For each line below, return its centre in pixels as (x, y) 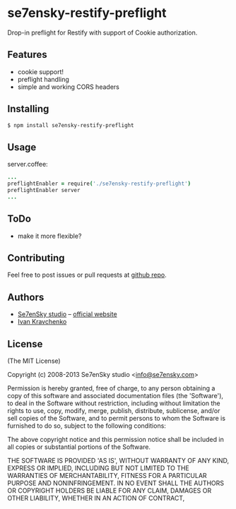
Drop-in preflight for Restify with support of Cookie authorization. (102, 32)
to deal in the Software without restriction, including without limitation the (114, 403)
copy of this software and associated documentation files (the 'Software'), (116, 396)
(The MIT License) (34, 361)
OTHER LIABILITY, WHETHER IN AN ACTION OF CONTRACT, (96, 498)
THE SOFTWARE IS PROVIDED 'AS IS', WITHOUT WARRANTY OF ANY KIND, (118, 461)
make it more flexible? (49, 236)
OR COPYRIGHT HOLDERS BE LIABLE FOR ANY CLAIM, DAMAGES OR (110, 491)
